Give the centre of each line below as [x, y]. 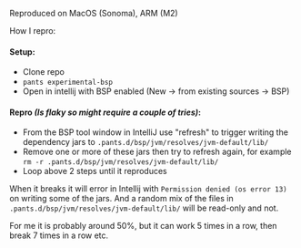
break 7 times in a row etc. [59, 235]
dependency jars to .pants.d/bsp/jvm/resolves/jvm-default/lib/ [145, 142]
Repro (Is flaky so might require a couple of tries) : [105, 112]
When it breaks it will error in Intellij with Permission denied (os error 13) [149, 189]
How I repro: [33, 31]
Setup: [22, 52]
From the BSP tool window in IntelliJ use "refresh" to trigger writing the [156, 132]
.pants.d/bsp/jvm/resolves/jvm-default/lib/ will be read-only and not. [144, 208]
